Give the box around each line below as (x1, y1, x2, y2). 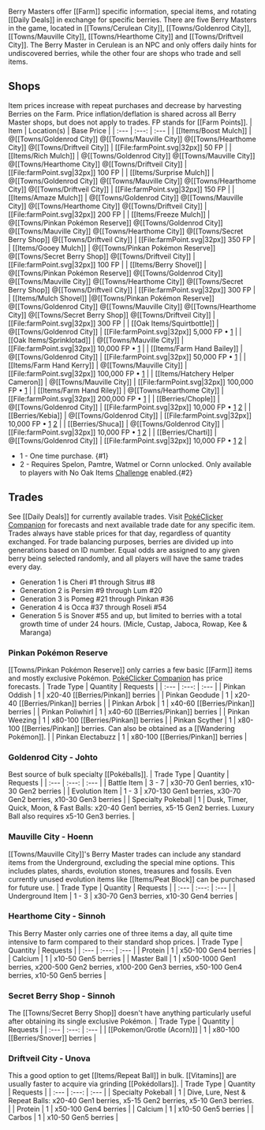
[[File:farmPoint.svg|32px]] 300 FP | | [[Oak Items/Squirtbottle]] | (8, 319, 219, 328)
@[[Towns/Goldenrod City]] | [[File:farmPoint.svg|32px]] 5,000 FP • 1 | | (8, 326, 242, 336)
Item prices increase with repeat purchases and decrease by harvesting (8, 100, 242, 110)
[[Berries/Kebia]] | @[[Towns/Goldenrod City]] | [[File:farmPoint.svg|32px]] (8, 410, 252, 420)
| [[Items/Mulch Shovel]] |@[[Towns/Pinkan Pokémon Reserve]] (8, 293, 215, 303)
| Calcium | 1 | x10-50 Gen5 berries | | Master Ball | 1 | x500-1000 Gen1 (8, 953, 237, 963)
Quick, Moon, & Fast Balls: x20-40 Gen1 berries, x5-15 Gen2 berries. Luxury (8, 804, 255, 813)
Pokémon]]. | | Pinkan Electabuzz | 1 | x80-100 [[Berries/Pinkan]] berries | (8, 732, 248, 741)
